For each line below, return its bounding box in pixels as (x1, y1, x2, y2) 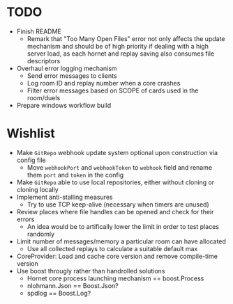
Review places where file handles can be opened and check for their (16, 207, 214, 216)
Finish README (16, 27, 61, 35)
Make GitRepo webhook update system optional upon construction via (16, 148, 218, 157)
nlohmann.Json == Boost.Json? (27, 281, 119, 289)
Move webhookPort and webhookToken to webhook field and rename (27, 163, 213, 171)
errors (16, 215, 35, 223)
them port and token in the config (27, 170, 124, 179)
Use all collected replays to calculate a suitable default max (27, 244, 198, 253)
